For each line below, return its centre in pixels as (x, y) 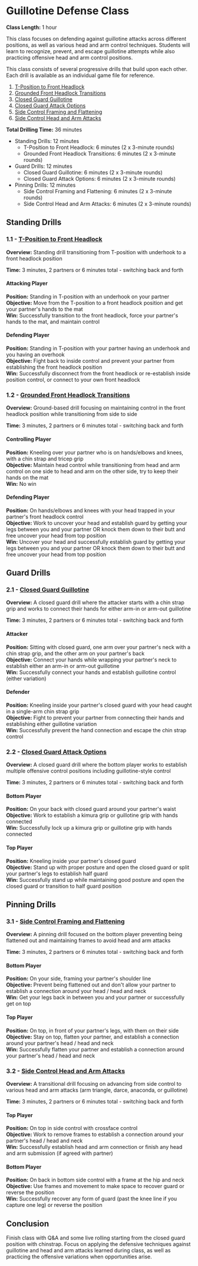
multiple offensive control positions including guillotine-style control (88, 771)
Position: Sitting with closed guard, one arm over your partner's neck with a (98, 647)
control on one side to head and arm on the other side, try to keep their (92, 471)
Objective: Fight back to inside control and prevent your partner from (90, 361)
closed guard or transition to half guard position (64, 886)
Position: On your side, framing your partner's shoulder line (79, 979)
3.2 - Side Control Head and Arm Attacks (66, 1071)
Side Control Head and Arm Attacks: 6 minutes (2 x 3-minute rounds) (107, 204)
